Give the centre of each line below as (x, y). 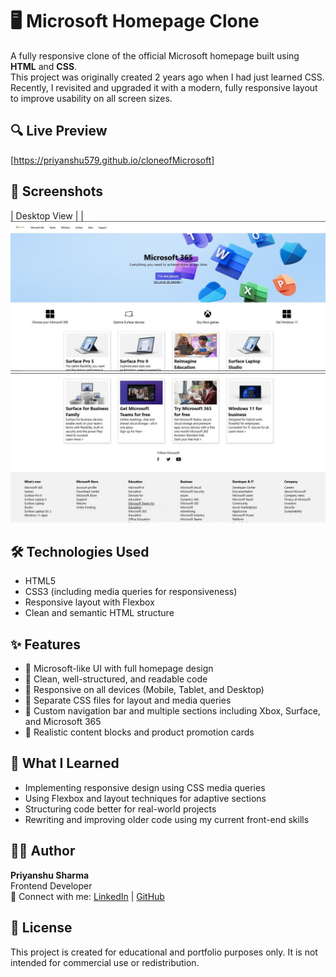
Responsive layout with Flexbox (89, 602)
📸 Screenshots (57, 191)
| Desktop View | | (47, 215)
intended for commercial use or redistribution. (105, 962)
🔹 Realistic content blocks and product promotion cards (139, 732)
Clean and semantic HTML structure (99, 613)
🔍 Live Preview (59, 131)
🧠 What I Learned (65, 763)
